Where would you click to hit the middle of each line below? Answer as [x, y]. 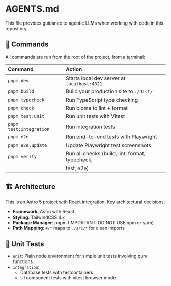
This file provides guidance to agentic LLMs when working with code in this [84, 23]
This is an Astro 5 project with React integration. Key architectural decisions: [85, 202]
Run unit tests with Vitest [95, 116]
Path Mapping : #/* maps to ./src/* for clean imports [68, 228]
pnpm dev [18, 80]
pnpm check [21, 108]
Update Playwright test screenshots [108, 145]
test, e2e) [77, 168]
